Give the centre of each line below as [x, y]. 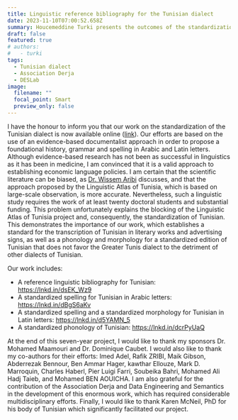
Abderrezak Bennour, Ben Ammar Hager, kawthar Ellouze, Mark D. [104, 363]
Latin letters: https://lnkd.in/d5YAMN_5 [74, 319]
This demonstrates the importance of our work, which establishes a [106, 224]
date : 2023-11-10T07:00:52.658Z [55, 21]
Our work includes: [35, 268]
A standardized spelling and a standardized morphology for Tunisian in [121, 312]
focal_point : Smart [42, 100]
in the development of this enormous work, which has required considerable [119, 394]
